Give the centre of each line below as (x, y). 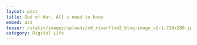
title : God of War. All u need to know (55, 17)
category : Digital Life (35, 33)
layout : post (22, 11)
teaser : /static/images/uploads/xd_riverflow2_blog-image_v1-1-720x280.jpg (101, 28)
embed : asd (19, 22)
